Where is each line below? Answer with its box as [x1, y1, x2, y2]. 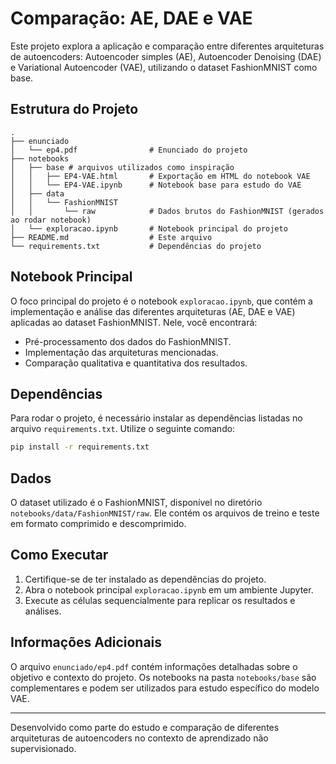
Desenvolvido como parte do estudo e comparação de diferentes [10, 721, 280, 733]
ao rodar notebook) [10, 215, 92, 225]
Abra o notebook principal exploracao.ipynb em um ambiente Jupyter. [24, 583, 314, 596]
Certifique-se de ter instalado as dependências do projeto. [24, 573, 267, 585]
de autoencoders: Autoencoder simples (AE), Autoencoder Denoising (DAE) [10, 50, 322, 62]
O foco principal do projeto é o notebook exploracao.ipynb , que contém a [10, 295, 313, 307]
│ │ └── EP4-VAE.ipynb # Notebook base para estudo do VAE [10, 180, 302, 190]
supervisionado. [10, 742, 77, 754]
